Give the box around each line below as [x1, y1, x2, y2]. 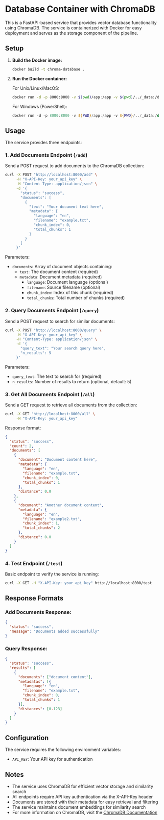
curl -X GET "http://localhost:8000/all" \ [5, 412, 95, 417]
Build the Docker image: [12, 57, 62, 63]
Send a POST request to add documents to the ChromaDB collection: [5, 163, 144, 169]
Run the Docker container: [12, 75, 67, 81]
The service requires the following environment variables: [5, 746, 121, 753]
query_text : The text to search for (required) [12, 373, 102, 379]
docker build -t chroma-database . [12, 67, 85, 72]
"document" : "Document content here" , [18, 457, 97, 462]
